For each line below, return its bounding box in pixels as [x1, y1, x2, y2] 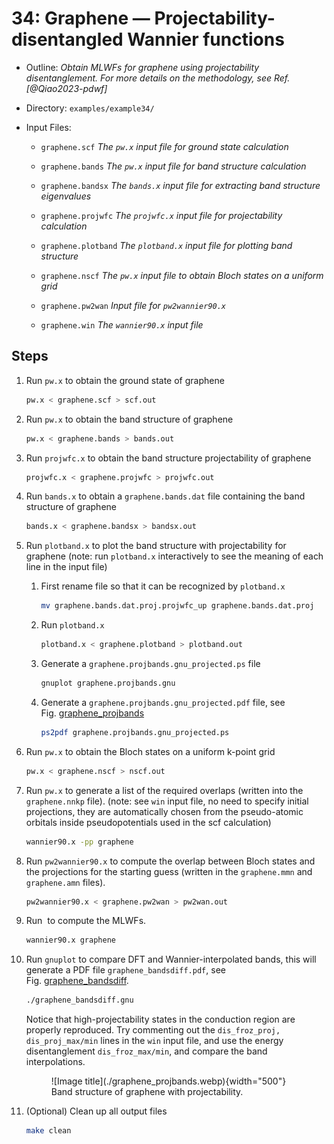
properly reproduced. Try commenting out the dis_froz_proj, [25, 1024, 281, 1036]
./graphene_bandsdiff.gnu [25, 995, 134, 1006]
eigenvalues [40, 190, 92, 202]
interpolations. [25, 1056, 86, 1068]
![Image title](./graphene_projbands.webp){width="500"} [50, 1075, 287, 1087]
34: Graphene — [11, 7, 151, 30]
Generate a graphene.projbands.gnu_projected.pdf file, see [40, 696, 286, 708]
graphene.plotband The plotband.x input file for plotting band [40, 239, 293, 251]
